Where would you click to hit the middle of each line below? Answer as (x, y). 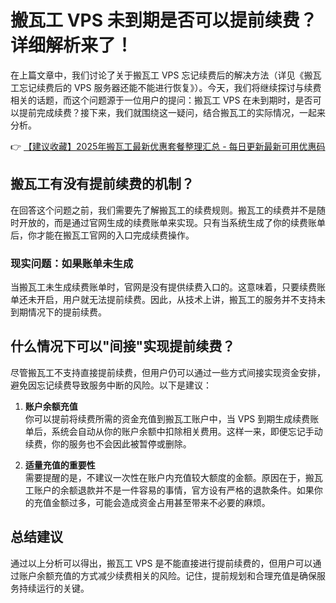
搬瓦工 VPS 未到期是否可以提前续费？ (164, 20)
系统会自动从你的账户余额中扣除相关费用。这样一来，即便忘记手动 (187, 431)
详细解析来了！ (72, 45)
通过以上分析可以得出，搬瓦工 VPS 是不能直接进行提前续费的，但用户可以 (161, 563)
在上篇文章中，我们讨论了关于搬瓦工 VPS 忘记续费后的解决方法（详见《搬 (161, 75)
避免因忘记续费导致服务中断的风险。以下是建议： (111, 385)
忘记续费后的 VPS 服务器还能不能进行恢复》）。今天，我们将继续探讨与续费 (170, 87)
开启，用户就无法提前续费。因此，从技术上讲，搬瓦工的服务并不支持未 (181, 300)
